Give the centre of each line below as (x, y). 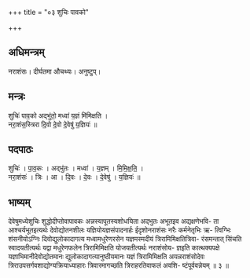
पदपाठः (21, 150)
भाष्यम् (19, 202)
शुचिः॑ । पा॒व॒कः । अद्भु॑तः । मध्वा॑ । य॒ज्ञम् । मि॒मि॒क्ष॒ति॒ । (76, 168)
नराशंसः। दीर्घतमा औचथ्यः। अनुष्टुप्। (55, 71)
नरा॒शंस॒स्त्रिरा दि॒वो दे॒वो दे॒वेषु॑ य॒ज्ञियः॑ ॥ (53, 124)
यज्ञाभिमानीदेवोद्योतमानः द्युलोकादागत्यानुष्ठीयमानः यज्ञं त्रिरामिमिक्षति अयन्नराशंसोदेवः (107, 257)
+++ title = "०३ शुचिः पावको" (48, 12)
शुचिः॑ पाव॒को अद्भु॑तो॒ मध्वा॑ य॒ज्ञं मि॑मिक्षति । (58, 115)
